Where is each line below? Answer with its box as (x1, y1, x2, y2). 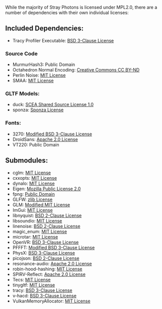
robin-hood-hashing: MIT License (12, 266, 83, 272)
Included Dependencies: (5, 24, 84, 33)
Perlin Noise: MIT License (12, 72, 66, 79)
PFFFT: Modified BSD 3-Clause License (12, 244, 95, 251)
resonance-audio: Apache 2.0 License (12, 260, 92, 266)
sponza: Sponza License (12, 107, 64, 113)
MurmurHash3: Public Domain (12, 61, 75, 67)
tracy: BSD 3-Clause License (12, 287, 72, 293)
